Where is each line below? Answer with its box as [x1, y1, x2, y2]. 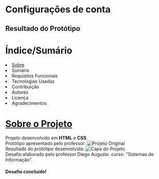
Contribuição [12, 83, 39, 89]
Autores [12, 89, 29, 95]
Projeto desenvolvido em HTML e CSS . [5, 135, 88, 141]
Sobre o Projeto [5, 118, 73, 130]
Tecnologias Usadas [12, 78, 55, 84]
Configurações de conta [5, 4, 111, 15]
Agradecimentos [12, 100, 47, 106]
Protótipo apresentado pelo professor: [5, 140, 86, 147]
